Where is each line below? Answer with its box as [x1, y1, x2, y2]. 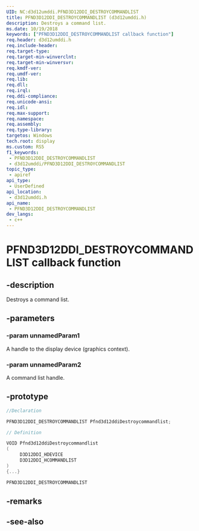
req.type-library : [6, 127, 52, 133]
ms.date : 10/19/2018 [6, 25, 58, 32]
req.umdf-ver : [6, 71, 42, 77]
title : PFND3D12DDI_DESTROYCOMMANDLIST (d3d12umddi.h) [6, 15, 147, 21]
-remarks [6, 496, 42, 506]
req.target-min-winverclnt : [6, 54, 77, 60]
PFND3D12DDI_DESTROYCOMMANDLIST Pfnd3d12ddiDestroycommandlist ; [6, 419, 171, 425]
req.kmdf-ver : [6, 65, 42, 71]
